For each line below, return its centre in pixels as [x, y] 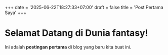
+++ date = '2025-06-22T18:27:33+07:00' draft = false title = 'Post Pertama [84, 7]
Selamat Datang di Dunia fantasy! [76, 33]
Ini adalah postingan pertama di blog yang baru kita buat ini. [68, 47]
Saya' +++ [16, 13]
